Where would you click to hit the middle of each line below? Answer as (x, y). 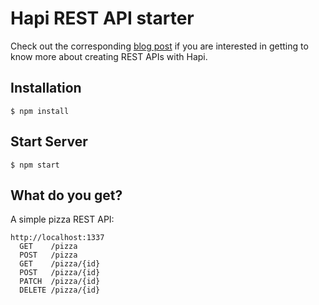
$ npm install (40, 111)
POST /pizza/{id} (60, 273)
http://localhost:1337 (57, 238)
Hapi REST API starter (102, 18)
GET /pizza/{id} (60, 264)
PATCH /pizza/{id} (60, 282)
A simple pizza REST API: (62, 219)
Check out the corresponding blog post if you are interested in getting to (159, 46)
